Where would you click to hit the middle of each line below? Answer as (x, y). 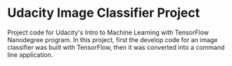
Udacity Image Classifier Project (104, 13)
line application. (30, 55)
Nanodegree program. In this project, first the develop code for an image (112, 39)
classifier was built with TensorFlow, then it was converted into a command (116, 47)
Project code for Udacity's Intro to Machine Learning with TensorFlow (108, 32)
